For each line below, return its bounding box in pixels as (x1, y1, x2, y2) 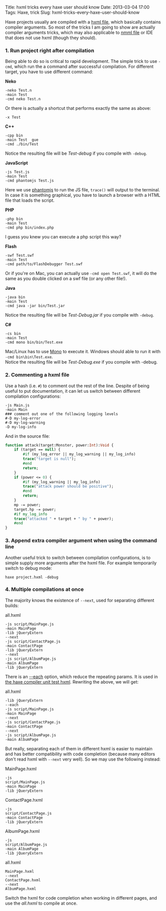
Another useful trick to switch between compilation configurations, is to (5, 554, 151, 560)
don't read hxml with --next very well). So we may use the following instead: (5, 756, 161, 762)
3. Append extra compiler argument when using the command (5, 537, 157, 544)
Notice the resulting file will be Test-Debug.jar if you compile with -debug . (5, 312, 154, 318)
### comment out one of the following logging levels (5, 411, 119, 416)
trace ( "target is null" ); (23, 456, 77, 461)
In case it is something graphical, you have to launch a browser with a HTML (5, 192, 161, 198)
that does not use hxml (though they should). (5, 35, 97, 41)
